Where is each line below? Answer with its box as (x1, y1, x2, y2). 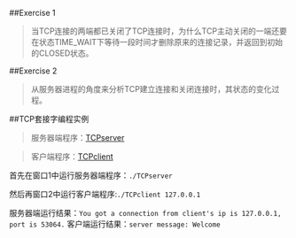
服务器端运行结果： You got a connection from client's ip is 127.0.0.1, (9, 208, 282, 218)
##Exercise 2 (9, 65, 58, 76)
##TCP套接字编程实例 (9, 114, 90, 124)
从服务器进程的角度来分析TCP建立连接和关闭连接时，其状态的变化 (30, 84, 272, 94)
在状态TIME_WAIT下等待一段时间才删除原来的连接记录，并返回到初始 (30, 37, 284, 47)
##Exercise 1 (9, 8, 56, 18)
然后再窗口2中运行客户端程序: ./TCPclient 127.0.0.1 (9, 189, 201, 199)
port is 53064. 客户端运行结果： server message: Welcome (9, 219, 221, 229)
